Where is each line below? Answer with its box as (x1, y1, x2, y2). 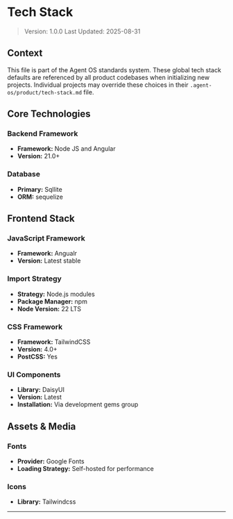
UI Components (7, 370, 61, 379)
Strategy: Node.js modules (17, 290, 95, 298)
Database (7, 170, 40, 179)
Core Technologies (7, 108, 92, 120)
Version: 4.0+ (17, 345, 58, 354)
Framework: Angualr (17, 249, 78, 258)
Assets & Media (7, 420, 76, 432)
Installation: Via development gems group (17, 400, 139, 409)
